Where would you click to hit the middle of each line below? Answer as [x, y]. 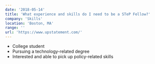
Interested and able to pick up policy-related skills [63, 56]
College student [28, 46]
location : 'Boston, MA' [30, 23]
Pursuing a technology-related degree [51, 51]
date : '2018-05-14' [25, 10]
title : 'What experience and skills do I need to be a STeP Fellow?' [78, 14]
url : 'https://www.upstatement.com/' [44, 32]
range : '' [15, 28]
